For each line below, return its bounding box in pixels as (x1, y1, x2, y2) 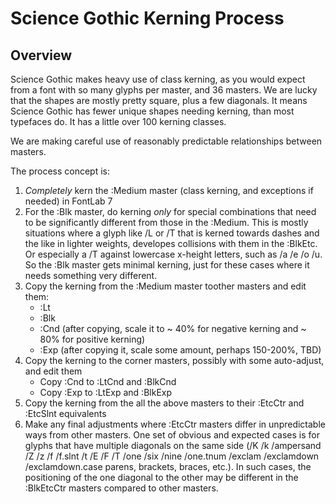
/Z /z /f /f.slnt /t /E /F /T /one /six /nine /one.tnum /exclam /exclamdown (24, 450, 320, 462)
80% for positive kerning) (39, 333, 146, 345)
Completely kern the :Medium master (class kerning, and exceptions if (24, 185, 314, 196)
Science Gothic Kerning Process (10, 7, 285, 30)
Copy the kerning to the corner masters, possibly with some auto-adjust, (24, 355, 325, 366)
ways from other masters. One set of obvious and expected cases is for (24, 429, 320, 441)
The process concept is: (10, 165, 111, 177)
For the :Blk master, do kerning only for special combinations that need (24, 206, 317, 217)
